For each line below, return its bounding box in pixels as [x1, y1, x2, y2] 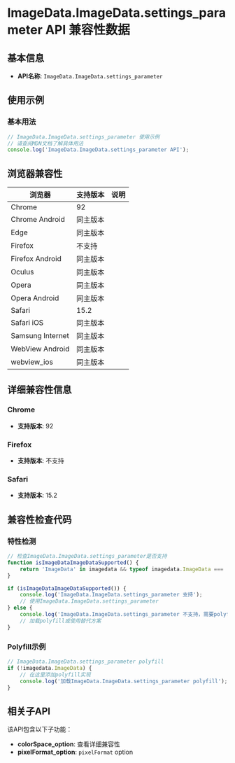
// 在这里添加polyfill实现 [20, 671, 91, 678]
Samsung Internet [10, 331, 70, 341]
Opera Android [10, 293, 59, 303]
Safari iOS [10, 318, 44, 328]
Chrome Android [10, 215, 65, 225]
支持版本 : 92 [17, 421, 54, 430]
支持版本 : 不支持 [17, 456, 64, 465]
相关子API [7, 705, 51, 717]
